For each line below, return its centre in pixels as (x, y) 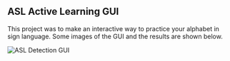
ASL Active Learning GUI (63, 12)
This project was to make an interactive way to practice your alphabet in (114, 28)
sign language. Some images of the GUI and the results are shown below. (115, 36)
